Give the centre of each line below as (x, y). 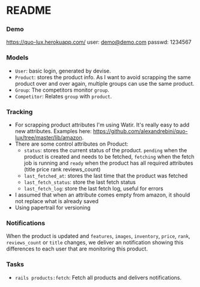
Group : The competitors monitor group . (62, 90)
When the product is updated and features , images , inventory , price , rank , (98, 236)
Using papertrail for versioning (53, 208)
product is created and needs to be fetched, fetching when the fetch (109, 157)
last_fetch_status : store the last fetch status (80, 182)
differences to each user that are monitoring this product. (77, 249)
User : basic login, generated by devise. (63, 71)
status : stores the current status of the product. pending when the (105, 150)
